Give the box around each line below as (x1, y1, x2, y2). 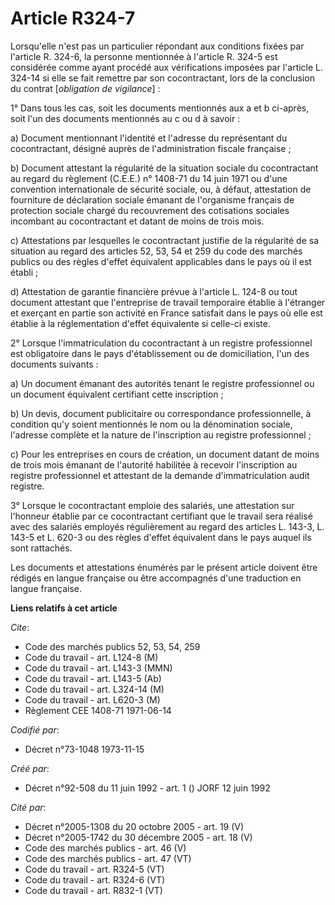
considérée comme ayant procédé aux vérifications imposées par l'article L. (10, 61, 324, 73)
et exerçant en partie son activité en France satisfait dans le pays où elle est (10, 307, 323, 319)
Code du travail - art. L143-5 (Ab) (24, 672, 162, 684)
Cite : (10, 621, 30, 633)
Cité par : (10, 801, 47, 813)
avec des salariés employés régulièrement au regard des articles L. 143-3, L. (10, 520, 325, 532)
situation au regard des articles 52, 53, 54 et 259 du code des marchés (10, 245, 303, 257)
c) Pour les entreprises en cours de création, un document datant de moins (10, 448, 320, 460)
